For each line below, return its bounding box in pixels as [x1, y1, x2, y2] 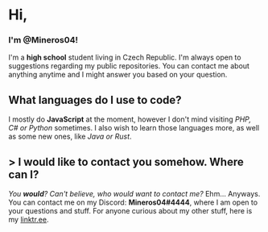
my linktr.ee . [8, 215, 49, 225]
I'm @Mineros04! [8, 35, 79, 46]
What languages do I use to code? [8, 93, 183, 106]
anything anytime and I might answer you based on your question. [8, 70, 228, 80]
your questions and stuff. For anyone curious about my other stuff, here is [8, 206, 253, 216]
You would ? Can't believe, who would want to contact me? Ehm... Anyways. [8, 189, 261, 199]
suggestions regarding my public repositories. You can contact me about [8, 61, 249, 71]
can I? [8, 168, 39, 181]
